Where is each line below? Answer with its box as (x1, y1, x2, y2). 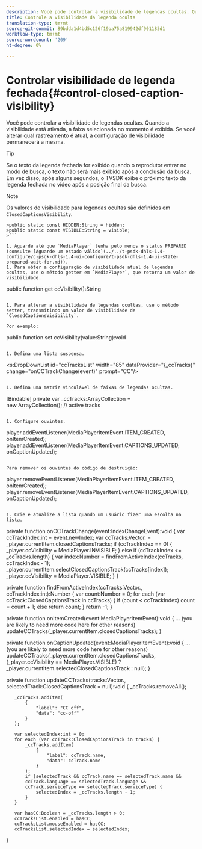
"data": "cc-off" (35, 710, 79, 716)
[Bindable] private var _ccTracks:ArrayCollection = (6, 395, 131, 402)
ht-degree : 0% (6, 43, 42, 49)
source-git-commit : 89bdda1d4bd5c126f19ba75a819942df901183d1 (6, 25, 165, 32)
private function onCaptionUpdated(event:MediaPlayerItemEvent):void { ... (6, 639, 191, 646)
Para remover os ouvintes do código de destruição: (6, 465, 138, 471)
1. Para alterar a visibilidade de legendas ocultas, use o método (6, 302, 179, 308)
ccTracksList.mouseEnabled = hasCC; (14, 821, 106, 827)
